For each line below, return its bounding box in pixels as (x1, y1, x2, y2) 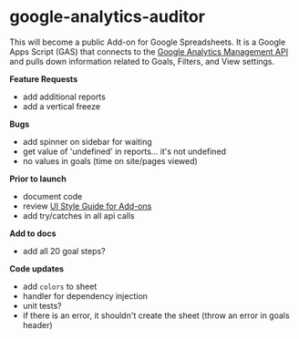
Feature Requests (9, 73, 78, 84)
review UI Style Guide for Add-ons (22, 200, 152, 211)
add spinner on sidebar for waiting (22, 136, 152, 147)
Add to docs (9, 228, 57, 239)
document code (22, 190, 83, 201)
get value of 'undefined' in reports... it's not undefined (22, 146, 226, 157)
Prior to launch (9, 173, 67, 184)
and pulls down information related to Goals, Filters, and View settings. (9, 56, 275, 67)
